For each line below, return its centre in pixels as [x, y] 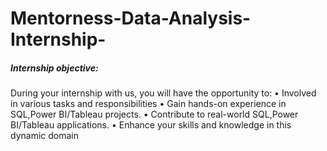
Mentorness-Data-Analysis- [131, 18]
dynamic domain [44, 136]
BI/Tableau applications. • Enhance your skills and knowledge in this [151, 125]
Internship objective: [54, 68]
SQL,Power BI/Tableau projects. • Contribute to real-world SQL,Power [154, 114]
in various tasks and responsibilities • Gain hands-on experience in [148, 104]
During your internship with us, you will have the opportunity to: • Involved [163, 93]
